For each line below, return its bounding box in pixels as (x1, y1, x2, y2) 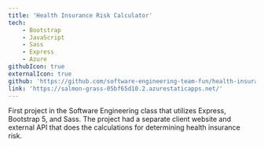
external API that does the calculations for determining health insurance (8, 123, 241, 132)
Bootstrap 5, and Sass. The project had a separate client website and (8, 115, 232, 124)
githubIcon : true (8, 63, 65, 71)
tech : (8, 19, 26, 27)
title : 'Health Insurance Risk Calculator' (8, 11, 153, 20)
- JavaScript (22, 33, 65, 42)
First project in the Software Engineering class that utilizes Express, (8, 106, 226, 116)
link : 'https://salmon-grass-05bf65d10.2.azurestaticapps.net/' (8, 84, 223, 93)
